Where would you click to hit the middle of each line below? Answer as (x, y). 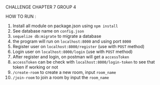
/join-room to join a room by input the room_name (61, 77)
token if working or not (35, 67)
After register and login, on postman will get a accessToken (71, 57)
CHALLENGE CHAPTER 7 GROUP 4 (41, 7)
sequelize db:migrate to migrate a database (57, 36)
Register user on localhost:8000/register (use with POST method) (79, 46)
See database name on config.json (48, 31)
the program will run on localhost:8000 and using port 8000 (72, 41)
